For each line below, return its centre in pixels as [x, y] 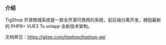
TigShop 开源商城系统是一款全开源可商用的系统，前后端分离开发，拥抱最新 [83, 20]
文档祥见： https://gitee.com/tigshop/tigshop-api [56, 37]
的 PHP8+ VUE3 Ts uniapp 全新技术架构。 [49, 26]
